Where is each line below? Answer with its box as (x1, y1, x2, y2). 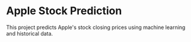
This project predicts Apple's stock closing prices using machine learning (6, 24, 186, 31)
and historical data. (6, 30, 53, 37)
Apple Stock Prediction (6, 4, 122, 18)
